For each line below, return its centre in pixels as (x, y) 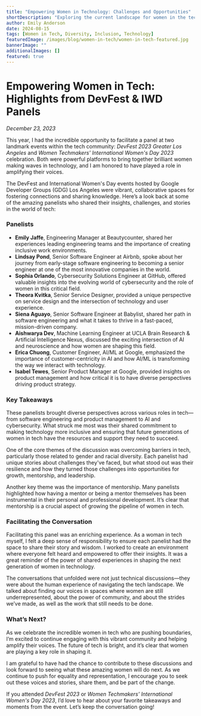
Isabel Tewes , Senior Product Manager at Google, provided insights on (102, 371)
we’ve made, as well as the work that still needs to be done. (80, 604)
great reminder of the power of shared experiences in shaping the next (94, 560)
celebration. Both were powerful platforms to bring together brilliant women (99, 159)
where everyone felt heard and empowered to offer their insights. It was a (97, 554)
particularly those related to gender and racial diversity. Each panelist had (97, 456)
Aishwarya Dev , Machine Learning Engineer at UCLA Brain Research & (102, 333)
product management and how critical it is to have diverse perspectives (103, 378)
